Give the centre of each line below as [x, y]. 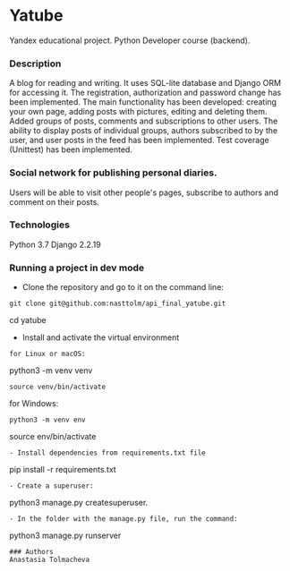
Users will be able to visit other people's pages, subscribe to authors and [144, 192]
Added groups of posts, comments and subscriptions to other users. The [144, 121]
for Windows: [34, 404]
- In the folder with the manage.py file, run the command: [124, 519]
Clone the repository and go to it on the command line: [123, 287]
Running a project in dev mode [77, 268]
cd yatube [28, 320]
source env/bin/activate [53, 437]
